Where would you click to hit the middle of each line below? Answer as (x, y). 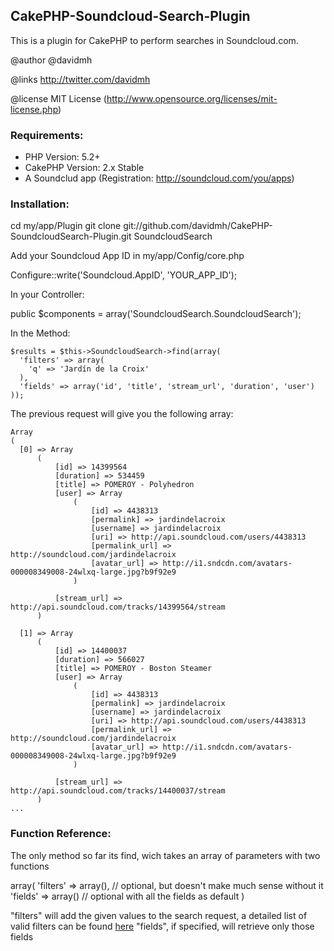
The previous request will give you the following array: (122, 414)
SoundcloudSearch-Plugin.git (71, 236)
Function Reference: (61, 834)
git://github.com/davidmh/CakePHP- (198, 226)
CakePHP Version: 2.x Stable (84, 168)
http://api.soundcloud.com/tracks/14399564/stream (118, 607)
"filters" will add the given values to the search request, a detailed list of (159, 915)
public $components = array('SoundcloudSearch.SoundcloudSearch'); (156, 314)
